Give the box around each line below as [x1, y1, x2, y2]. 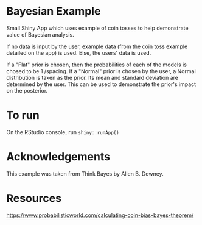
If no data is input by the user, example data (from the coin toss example [6, 43, 188, 50]
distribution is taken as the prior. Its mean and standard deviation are [6, 74, 178, 81]
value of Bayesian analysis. [6, 30, 74, 38]
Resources [6, 191, 62, 205]
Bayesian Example [6, 4, 101, 18]
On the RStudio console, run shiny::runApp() [6, 128, 120, 135]
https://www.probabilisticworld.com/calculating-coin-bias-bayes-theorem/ [6, 212, 194, 219]
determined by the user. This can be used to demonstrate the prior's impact [6, 80, 197, 88]
